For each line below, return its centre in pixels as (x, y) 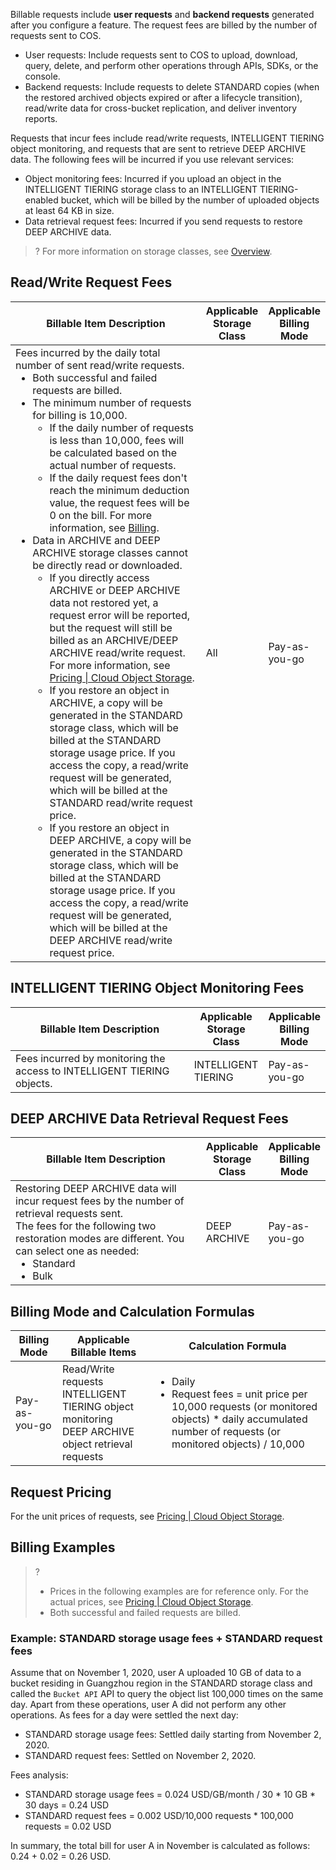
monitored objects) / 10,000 (238, 1444)
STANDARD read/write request (121, 802)
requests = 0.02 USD (68, 1826)
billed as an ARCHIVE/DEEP (114, 640)
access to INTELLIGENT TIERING (92, 1071)
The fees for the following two (86, 1226)
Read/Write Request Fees (91, 282)
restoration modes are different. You (100, 1239)
